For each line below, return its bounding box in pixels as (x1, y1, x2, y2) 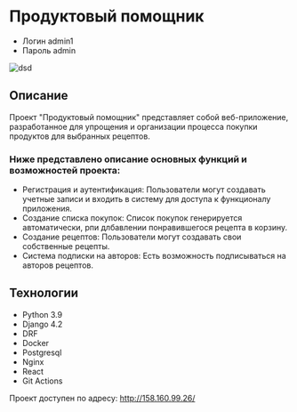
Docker (21, 337, 50, 348)
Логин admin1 (21, 36, 74, 46)
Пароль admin (21, 44, 76, 55)
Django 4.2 (21, 319, 63, 329)
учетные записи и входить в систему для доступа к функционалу (21, 194, 271, 205)
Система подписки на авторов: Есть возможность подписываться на (21, 251, 286, 262)
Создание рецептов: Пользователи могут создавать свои (21, 231, 242, 242)
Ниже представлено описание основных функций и (9, 153, 247, 166)
